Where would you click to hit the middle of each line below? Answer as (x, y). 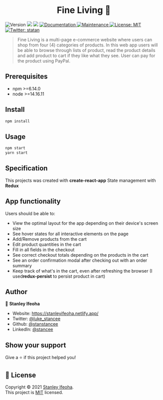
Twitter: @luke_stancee (36, 319)
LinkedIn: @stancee (33, 330)
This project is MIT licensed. (34, 393)
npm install (17, 121)
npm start (15, 148)
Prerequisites (26, 77)
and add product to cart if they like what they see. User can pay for (86, 55)
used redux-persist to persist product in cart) (59, 276)
